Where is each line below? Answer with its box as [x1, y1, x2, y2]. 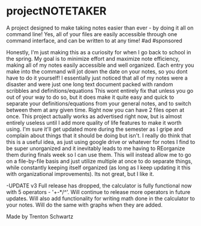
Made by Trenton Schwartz [6, 213, 74, 220]
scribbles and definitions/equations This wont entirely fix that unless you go [6, 87, 194, 94]
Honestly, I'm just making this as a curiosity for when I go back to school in [6, 48, 191, 55]
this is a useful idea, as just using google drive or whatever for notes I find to [6, 138, 196, 145]
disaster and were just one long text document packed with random [6, 80, 173, 88]
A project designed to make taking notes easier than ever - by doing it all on [6, 24, 194, 31]
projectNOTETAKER [6, 4, 107, 18]
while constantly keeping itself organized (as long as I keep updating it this [6, 164, 191, 171]
